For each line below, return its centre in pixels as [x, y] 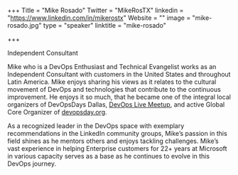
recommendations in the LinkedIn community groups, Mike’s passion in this [117, 133]
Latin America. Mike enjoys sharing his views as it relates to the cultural [112, 82]
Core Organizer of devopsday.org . [58, 112]
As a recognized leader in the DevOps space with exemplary [96, 126]
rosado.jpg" [25, 25]
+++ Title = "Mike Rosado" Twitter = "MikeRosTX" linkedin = [96, 10]
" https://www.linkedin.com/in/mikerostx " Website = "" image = [99, 18]
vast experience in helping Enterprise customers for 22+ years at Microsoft [117, 148]
